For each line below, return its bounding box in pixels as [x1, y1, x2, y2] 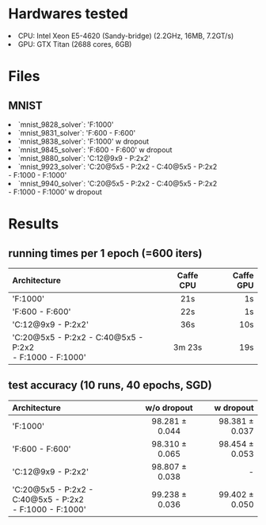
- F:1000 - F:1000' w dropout [8, 187, 103, 197]
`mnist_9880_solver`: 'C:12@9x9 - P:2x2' [18, 153, 150, 163]
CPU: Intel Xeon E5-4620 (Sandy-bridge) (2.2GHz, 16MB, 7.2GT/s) [18, 31, 234, 40]
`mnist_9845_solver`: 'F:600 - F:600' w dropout [18, 144, 173, 155]
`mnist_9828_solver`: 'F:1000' [18, 120, 114, 129]
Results [8, 215, 59, 233]
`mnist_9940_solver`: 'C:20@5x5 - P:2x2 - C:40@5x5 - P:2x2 [18, 178, 218, 188]
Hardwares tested [8, 5, 128, 23]
